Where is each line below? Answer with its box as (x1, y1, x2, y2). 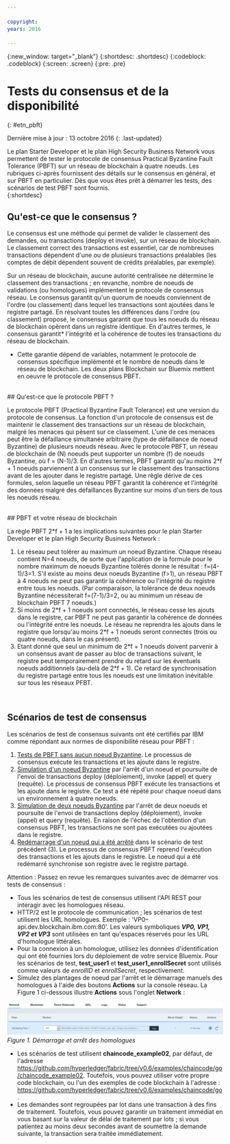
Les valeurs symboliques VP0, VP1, (110, 922, 210, 931)
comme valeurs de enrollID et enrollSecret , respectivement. (16, 966, 185, 974)
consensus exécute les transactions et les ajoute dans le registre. (16, 758, 202, 766)
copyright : (7, 18, 38, 25)
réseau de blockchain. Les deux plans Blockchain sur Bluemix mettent (16, 365, 214, 373)
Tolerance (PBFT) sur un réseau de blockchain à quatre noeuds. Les (7, 162, 200, 171)
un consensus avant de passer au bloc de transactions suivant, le (16, 649, 202, 658)
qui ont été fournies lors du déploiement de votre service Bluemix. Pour (16, 952, 218, 960)
